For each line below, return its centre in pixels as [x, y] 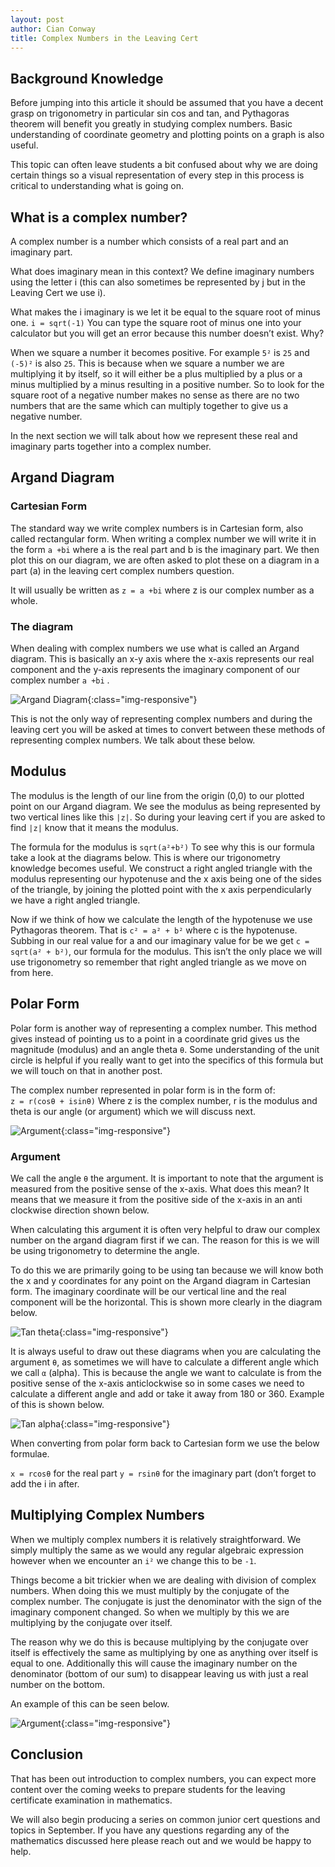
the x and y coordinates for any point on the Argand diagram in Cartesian [161, 1280]
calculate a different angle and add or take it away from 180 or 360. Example [167, 1393]
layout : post [37, 19]
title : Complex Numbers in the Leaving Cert [104, 38]
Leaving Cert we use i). [58, 292]
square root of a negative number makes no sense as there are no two [155, 395]
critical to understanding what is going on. [97, 186]
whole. [24, 600]
